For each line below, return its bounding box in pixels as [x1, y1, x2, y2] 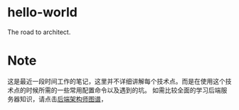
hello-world [7, 4, 78, 21]
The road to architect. [7, 28, 71, 36]
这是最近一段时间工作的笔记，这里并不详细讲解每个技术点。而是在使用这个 [7, 77, 225, 85]
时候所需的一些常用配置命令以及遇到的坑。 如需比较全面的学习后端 [26, 86, 221, 94]
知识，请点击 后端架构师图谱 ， [19, 94, 107, 103]
